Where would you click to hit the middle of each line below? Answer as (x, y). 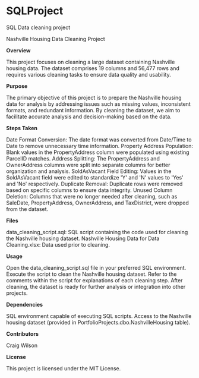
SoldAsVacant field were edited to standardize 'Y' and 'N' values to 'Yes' (95, 177)
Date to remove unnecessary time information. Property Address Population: (100, 146)
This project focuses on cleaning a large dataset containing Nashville (91, 62)
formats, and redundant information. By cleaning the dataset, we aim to (93, 110)
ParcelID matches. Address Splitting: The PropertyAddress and (83, 158)
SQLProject (35, 11)
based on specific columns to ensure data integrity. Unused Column (89, 190)
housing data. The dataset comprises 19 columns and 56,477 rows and (93, 68)
